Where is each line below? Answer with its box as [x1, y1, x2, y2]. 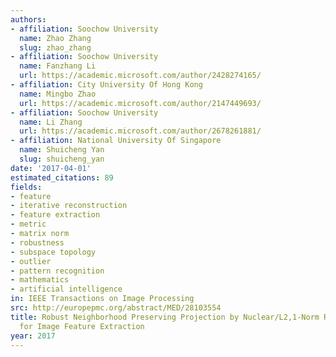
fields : [10, 182, 43, 192]
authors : [10, 14, 47, 25]
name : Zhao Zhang [19, 33, 92, 43]
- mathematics [10, 275, 70, 285]
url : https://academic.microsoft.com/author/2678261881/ [19, 126, 262, 136]
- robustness [10, 237, 65, 248]
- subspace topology [10, 247, 97, 257]
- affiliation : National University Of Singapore [10, 136, 222, 146]
